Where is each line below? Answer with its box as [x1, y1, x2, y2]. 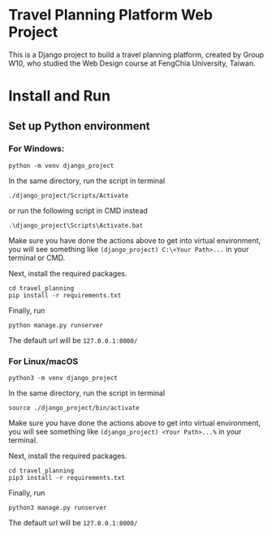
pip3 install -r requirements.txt [8, 474, 126, 482]
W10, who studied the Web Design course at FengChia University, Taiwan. [8, 58, 256, 68]
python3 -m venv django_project [8, 374, 118, 383]
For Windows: [8, 143, 65, 155]
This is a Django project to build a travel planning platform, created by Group [8, 49, 265, 59]
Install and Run [8, 87, 111, 105]
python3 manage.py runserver [8, 504, 107, 512]
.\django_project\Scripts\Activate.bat [8, 221, 144, 229]
